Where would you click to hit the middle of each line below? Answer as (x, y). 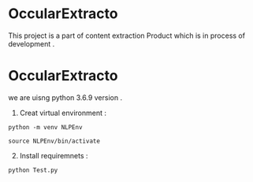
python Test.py (33, 170)
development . (32, 43)
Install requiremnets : (54, 155)
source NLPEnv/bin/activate (54, 141)
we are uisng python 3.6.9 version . (65, 97)
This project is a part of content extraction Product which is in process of (127, 35)
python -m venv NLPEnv (45, 127)
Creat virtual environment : (63, 113)
